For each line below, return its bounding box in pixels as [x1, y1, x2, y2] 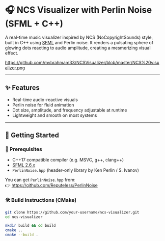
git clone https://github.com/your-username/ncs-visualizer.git [5, 210, 139, 214]
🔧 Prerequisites [5, 146, 43, 153]
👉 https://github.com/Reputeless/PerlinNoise [5, 183, 98, 188]
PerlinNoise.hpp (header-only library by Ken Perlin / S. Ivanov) [12, 167, 139, 173]
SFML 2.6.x [12, 162, 35, 168]
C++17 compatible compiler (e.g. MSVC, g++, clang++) [12, 157, 124, 163]
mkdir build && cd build [5, 223, 56, 228]
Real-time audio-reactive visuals [12, 97, 78, 103]
